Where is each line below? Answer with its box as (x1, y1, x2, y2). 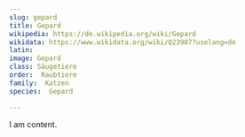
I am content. (9, 118, 58, 129)
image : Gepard (9, 54, 62, 63)
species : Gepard (9, 87, 74, 95)
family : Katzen (9, 79, 69, 88)
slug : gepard (9, 12, 58, 22)
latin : (9, 46, 34, 55)
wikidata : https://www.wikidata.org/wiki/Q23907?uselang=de (9, 37, 237, 47)
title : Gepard (9, 21, 62, 30)
